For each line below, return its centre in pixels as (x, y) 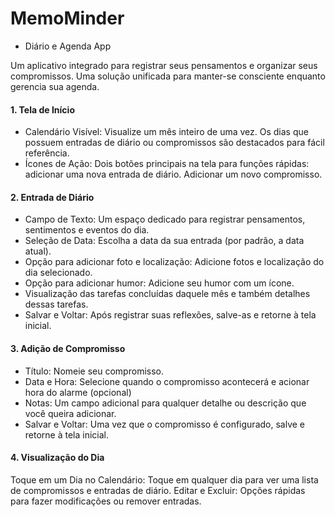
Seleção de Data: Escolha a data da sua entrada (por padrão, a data (164, 241)
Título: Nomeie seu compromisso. (94, 371)
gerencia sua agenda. (55, 86)
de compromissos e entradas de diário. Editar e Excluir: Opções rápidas (158, 490)
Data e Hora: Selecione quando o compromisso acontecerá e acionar (167, 381)
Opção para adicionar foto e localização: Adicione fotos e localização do (174, 262)
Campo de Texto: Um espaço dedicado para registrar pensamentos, (165, 219)
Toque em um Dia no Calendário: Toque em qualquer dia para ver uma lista (164, 479)
